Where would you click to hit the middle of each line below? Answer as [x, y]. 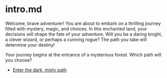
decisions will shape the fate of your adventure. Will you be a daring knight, [84, 34]
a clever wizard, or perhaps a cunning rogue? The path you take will [76, 40]
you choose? [18, 60]
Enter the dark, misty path [39, 70]
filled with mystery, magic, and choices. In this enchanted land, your [76, 28]
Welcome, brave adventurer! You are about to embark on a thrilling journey [83, 23]
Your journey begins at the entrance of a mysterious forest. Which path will [83, 55]
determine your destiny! [30, 45]
